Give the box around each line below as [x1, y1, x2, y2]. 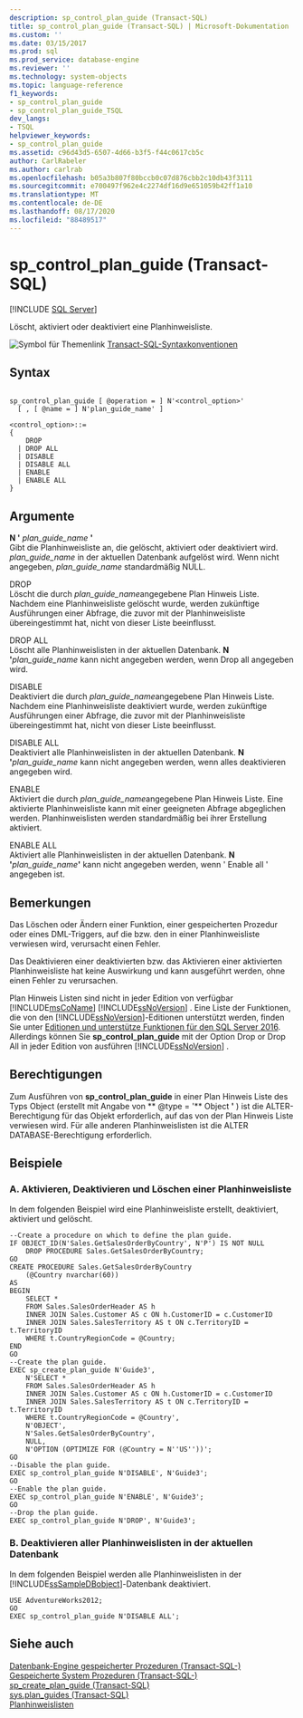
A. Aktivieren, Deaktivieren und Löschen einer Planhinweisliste [9, 1183, 292, 1195]
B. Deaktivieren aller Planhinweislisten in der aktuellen [9, 1537, 253, 1550]
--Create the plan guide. [9, 1358, 107, 1367]
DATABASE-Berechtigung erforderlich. [9, 1129, 152, 1140]
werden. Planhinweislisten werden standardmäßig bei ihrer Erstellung [9, 812, 267, 824]
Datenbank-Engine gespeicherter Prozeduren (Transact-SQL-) [9, 1660, 241, 1671]
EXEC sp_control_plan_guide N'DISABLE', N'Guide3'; [9, 1468, 208, 1477]
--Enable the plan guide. [9, 1484, 107, 1493]
